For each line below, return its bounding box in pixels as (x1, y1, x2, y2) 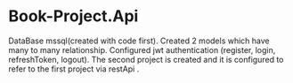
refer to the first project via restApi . (8, 64, 140, 74)
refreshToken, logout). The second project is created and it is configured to (8, 54, 284, 64)
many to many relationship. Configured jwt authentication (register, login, (8, 44, 276, 55)
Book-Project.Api (8, 6, 139, 26)
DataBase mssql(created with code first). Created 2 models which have (8, 35, 271, 46)
